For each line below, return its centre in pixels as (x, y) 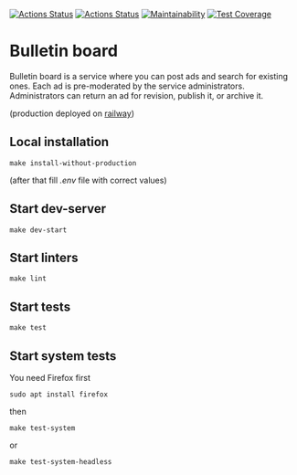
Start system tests (63, 356)
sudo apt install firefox (58, 395)
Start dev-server (58, 209)
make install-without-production (73, 163)
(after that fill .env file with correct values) (88, 180)
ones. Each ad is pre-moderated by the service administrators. (127, 86)
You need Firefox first (50, 378)
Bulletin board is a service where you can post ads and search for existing (148, 76)
